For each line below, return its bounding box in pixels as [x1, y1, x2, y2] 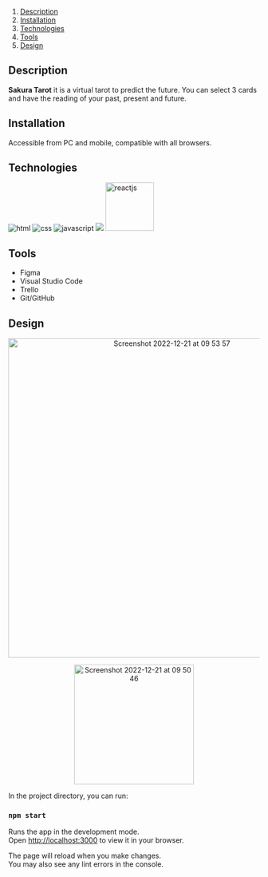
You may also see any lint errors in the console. [8, 859, 164, 869]
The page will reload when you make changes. [8, 851, 162, 861]
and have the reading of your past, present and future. [8, 93, 187, 103]
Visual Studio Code [19, 276, 84, 286]
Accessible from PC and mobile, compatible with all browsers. [8, 137, 212, 147]
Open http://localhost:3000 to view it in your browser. [8, 835, 185, 845]
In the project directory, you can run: [8, 791, 128, 801]
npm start [8, 811, 46, 819]
